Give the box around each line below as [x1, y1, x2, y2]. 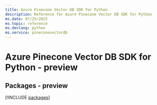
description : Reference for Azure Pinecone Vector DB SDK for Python [5, 12, 153, 17]
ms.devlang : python [5, 26, 46, 31]
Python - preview [5, 62, 78, 73]
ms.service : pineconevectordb [5, 30, 68, 35]
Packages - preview [5, 81, 68, 90]
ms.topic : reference [5, 21, 48, 26]
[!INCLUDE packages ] [5, 95, 50, 100]
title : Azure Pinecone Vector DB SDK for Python [5, 7, 108, 12]
